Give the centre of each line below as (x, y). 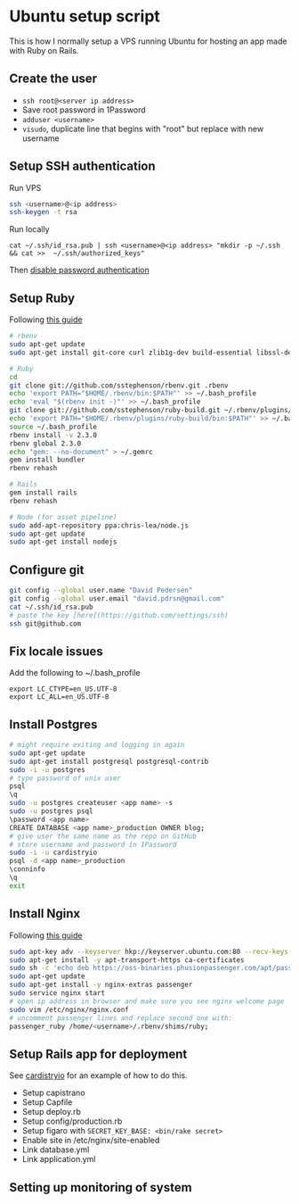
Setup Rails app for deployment (98, 1054)
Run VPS (25, 187)
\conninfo (28, 869)
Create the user (53, 79)
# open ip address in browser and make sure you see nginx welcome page (147, 1001)
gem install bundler (48, 460)
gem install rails (43, 493)
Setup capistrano (54, 1093)
